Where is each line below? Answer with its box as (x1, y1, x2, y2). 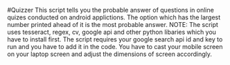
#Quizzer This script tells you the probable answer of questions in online (7, 6, 215, 14)
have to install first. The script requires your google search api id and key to (7, 35, 223, 44)
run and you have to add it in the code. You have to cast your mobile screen (7, 43, 223, 50)
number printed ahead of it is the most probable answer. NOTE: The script (7, 21, 218, 28)
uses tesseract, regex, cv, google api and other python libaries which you (7, 28, 217, 36)
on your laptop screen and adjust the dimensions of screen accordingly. (7, 50, 213, 58)
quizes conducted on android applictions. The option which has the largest (7, 13, 221, 21)
